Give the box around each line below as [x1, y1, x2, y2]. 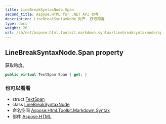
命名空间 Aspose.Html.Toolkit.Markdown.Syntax [12, 107, 110, 113]
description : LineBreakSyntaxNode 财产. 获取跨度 [5, 16, 105, 21]
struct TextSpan [12, 96, 45, 102]
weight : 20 [5, 26, 28, 31]
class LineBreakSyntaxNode [12, 101, 70, 107]
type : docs [5, 21, 28, 26]
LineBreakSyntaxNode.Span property [5, 48, 124, 57]
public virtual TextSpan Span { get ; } [5, 72, 87, 77]
